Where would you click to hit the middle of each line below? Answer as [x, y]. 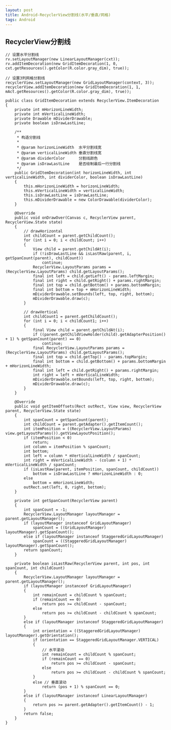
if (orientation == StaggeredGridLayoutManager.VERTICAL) [96, 640]
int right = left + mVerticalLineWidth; [76, 375]
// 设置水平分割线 [22, 55]
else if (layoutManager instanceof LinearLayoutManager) [85, 696]
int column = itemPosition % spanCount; [67, 447]
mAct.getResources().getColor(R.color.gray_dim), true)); [68, 92]
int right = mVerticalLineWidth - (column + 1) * [78, 460]
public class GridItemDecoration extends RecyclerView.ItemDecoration [82, 101]
